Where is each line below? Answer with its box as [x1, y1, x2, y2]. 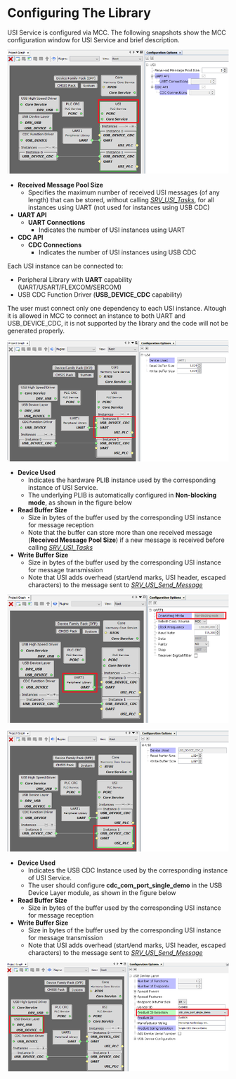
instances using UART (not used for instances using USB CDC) [27, 203, 210, 212]
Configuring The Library [7, 5, 151, 21]
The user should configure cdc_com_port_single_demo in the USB [27, 881, 223, 889]
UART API [17, 211, 47, 219]
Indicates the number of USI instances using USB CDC [38, 248, 197, 257]
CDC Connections [27, 241, 82, 249]
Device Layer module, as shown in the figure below [27, 889, 177, 897]
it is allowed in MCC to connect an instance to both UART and [7, 312, 186, 320]
